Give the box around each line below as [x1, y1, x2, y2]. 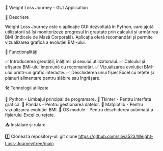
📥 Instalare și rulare [5, 122, 46, 127]
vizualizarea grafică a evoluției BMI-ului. [5, 39, 86, 45]
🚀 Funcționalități [5, 49, 38, 55]
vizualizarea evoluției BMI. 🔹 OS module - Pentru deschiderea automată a [5, 107, 153, 113]
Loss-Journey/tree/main [5, 141, 54, 146]
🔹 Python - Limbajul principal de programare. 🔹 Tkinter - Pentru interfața [5, 96, 151, 102]
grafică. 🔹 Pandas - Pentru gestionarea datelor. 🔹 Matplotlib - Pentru [5, 101, 143, 107]
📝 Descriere [5, 14, 29, 20]
